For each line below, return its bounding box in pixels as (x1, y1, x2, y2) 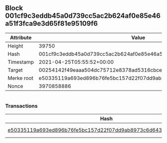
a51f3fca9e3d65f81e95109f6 (5, 19, 98, 28)
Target (7, 66, 23, 73)
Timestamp (7, 58, 34, 65)
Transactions (5, 102, 38, 109)
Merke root (7, 74, 34, 81)
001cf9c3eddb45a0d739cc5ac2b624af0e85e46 (5, 12, 161, 20)
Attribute (9, 34, 32, 41)
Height (7, 42, 23, 49)
